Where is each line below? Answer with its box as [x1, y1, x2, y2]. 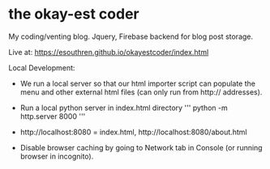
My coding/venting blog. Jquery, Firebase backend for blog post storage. [8, 32, 254, 41]
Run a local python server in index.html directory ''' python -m [19, 103, 229, 112]
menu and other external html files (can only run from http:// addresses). [19, 87, 263, 97]
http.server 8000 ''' [19, 111, 86, 121]
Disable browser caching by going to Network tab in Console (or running [19, 142, 263, 152]
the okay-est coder [8, 5, 139, 23]
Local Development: [8, 62, 75, 73]
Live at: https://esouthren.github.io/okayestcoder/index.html [8, 47, 209, 57]
